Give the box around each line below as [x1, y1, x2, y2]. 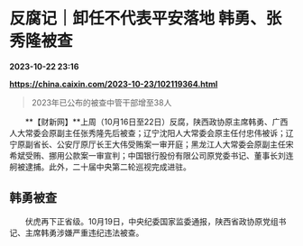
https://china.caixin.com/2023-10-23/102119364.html [9, 78, 218, 89]
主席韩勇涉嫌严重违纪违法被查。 [24, 227, 144, 238]
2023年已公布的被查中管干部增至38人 [31, 96, 172, 108]
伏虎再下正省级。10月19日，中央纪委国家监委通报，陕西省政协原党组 [24, 215, 279, 226]
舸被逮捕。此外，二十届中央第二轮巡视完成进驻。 [9, 161, 191, 172]
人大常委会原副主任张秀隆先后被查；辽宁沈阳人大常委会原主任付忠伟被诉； [9, 127, 286, 138]
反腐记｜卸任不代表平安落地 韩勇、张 [9, 8, 282, 29]
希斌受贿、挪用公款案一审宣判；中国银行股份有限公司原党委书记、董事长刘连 [9, 150, 294, 160]
